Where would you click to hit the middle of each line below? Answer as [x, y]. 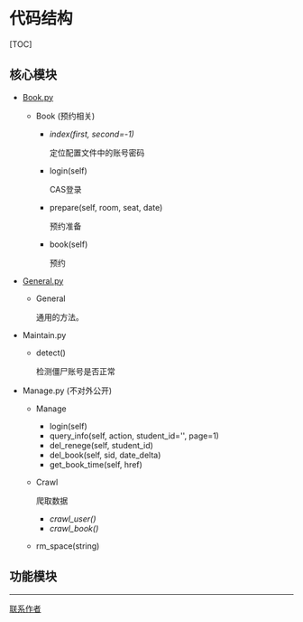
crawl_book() [74, 528]
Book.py [38, 97]
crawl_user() [73, 518]
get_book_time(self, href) [96, 464]
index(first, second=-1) [92, 134]
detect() [50, 353]
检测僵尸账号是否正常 [75, 371]
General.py [43, 280]
